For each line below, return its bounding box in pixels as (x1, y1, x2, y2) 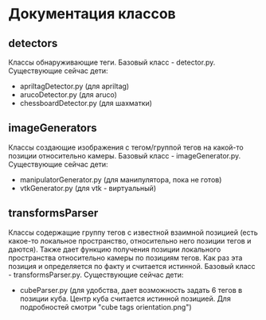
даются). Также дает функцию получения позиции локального (8, 244, 221, 254)
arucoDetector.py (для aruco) (19, 90, 118, 100)
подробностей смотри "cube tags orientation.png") (19, 302, 193, 311)
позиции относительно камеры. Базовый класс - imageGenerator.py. (8, 150, 241, 160)
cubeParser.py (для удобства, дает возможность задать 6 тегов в (19, 285, 243, 295)
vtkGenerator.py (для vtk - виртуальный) (19, 183, 157, 193)
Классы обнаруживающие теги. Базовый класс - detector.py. (8, 57, 216, 67)
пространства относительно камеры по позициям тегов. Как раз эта (8, 252, 243, 263)
